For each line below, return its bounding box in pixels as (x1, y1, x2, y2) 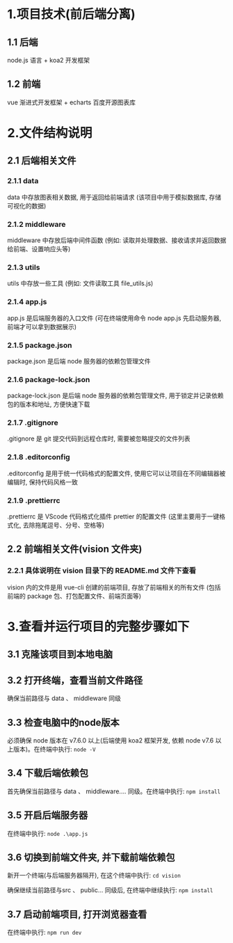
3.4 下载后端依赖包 (7, 767, 89, 779)
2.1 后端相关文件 (7, 154, 77, 167)
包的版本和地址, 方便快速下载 (7, 400, 90, 409)
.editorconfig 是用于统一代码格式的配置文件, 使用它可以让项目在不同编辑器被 (7, 469, 226, 477)
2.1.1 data (7, 176, 39, 186)
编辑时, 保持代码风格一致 (7, 477, 78, 486)
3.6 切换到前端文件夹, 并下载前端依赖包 (7, 851, 175, 863)
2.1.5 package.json (7, 340, 72, 350)
